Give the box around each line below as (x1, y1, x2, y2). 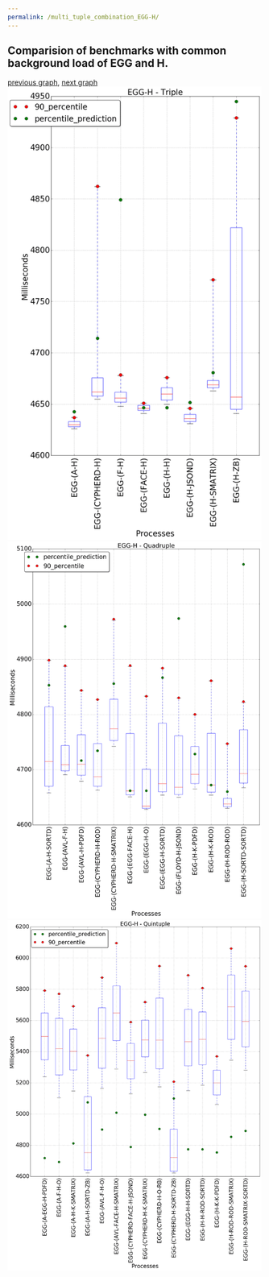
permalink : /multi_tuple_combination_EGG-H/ (7, 13, 159, 21)
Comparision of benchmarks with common (7, 44, 227, 58)
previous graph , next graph (7, 77, 98, 88)
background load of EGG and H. (7, 56, 169, 70)
